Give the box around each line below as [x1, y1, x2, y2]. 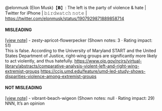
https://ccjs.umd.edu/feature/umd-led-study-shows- [40, 68, 146, 74]
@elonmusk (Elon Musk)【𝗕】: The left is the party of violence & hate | [5, 5, 147, 10]
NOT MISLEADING [5, 84, 42, 90]
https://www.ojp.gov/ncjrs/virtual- [74, 58, 142, 64]
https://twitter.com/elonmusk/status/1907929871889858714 [5, 16, 124, 21]
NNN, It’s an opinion [5, 100, 45, 106]
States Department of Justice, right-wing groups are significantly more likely [5, 53, 158, 59]
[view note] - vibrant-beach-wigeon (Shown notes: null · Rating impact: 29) [5, 95, 155, 101]
